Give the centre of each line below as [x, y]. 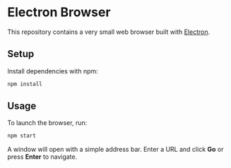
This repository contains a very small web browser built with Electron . [109, 32]
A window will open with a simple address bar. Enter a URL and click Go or [115, 150]
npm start [22, 136]
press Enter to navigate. [42, 157]
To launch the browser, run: [47, 123]
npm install [25, 84]
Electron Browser [59, 12]
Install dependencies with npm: [53, 71]
